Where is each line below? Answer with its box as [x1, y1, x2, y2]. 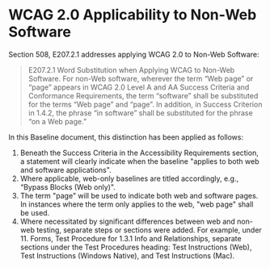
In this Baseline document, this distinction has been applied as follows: [8, 132, 244, 142]
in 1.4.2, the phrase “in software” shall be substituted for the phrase [27, 107, 253, 118]
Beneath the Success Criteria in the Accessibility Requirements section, [19, 148, 259, 157]
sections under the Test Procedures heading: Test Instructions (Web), [19, 242, 252, 252]
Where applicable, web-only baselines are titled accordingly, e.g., [19, 174, 239, 183]
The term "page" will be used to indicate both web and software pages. [19, 191, 259, 200]
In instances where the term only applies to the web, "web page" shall [19, 199, 254, 209]
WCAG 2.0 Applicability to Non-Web [8, 6, 257, 24]
